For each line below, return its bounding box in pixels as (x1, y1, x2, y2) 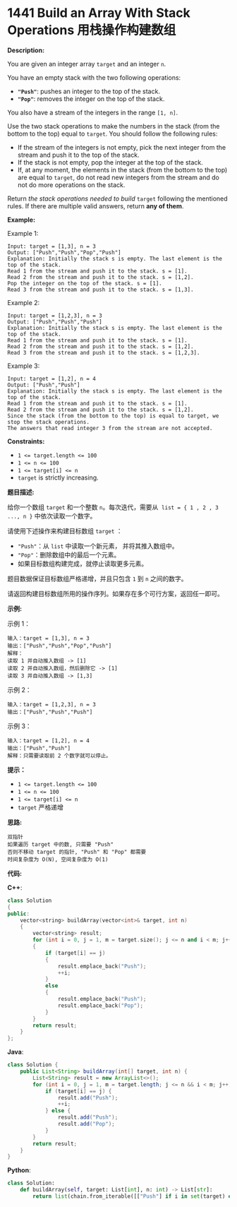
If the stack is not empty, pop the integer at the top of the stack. (17, 157, 203, 167)
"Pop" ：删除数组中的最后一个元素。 (17, 550, 121, 559)
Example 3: (7, 362, 40, 370)
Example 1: (7, 229, 39, 237)
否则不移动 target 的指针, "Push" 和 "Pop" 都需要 (7, 848, 147, 855)
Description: (7, 46, 44, 54)
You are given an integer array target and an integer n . (7, 59, 166, 68)
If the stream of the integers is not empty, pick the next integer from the (17, 143, 226, 151)
